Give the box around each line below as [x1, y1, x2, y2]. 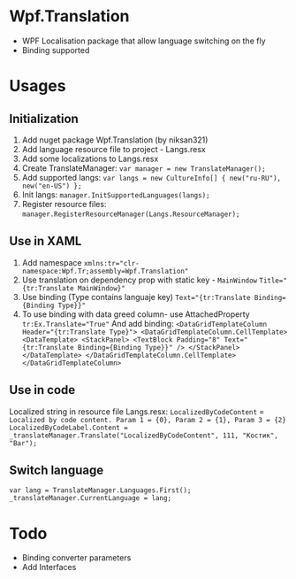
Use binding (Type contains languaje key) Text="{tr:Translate [21, 291, 251, 302]
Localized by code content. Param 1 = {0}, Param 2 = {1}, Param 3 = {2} [9, 415, 287, 424]
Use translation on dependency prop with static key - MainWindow [21, 274, 258, 285]
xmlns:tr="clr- [83, 259, 140, 267]
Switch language [9, 462, 104, 477]
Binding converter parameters [21, 552, 132, 563]
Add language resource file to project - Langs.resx [21, 143, 206, 154]
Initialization [9, 111, 80, 126]
